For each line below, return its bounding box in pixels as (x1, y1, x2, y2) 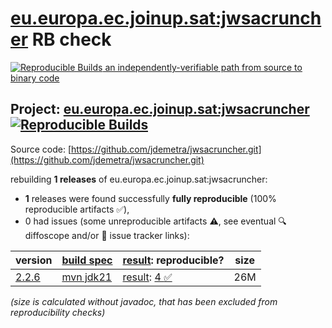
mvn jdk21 (61, 270, 113, 284)
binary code (10, 72, 60, 84)
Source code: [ (10, 143, 72, 155)
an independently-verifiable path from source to (104, 61, 303, 73)
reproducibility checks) (10, 306, 106, 318)
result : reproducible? (122, 253, 225, 267)
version (15, 253, 53, 267)
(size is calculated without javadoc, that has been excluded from (10, 295, 278, 307)
